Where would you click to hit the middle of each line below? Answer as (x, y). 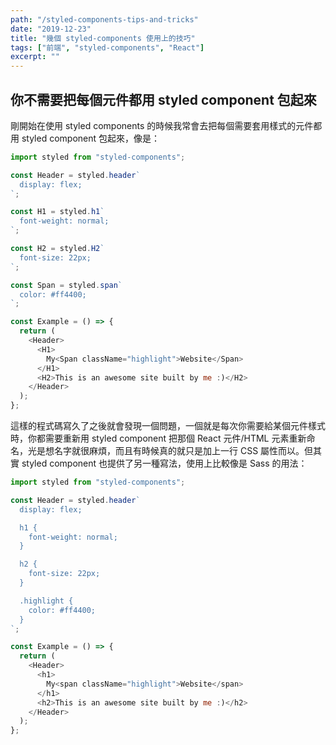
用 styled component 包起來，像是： (85, 138)
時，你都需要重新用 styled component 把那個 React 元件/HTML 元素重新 (158, 438)
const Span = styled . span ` (66, 285)
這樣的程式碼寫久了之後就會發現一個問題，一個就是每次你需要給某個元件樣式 (168, 426)
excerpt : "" (35, 57)
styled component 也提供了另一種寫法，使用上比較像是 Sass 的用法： (164, 463)
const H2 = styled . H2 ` (57, 249)
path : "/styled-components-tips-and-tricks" (104, 19)
